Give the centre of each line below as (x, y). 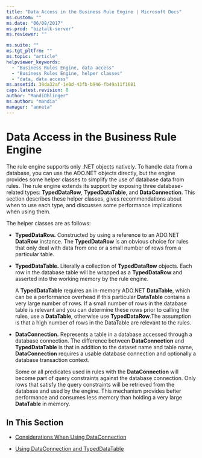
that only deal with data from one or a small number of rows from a (98, 248)
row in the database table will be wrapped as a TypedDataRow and (99, 272)
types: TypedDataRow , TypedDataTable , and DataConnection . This (110, 192)
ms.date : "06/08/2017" (35, 23)
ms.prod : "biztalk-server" (40, 29)
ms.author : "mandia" (32, 102)
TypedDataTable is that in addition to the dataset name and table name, (104, 347)
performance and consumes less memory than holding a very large (99, 397)
